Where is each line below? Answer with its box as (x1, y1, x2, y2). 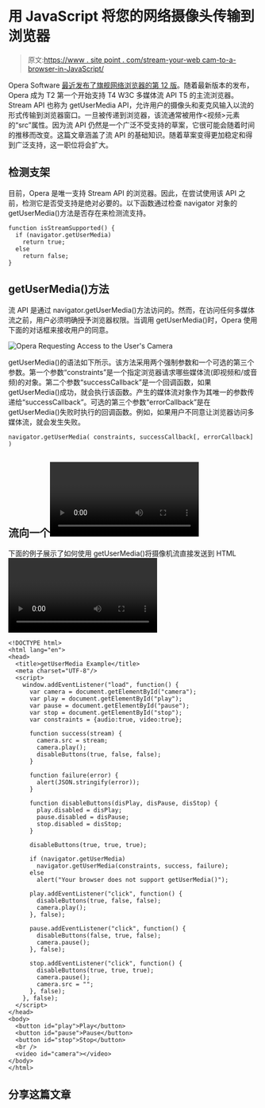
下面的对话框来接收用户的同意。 (8, 325, 113, 334)
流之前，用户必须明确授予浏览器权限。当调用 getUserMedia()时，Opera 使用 (8, 315, 258, 325)
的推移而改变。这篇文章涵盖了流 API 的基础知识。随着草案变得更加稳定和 (8, 130, 246, 139)
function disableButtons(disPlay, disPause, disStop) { (29, 799, 218, 808)
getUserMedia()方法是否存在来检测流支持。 (8, 208, 151, 217)
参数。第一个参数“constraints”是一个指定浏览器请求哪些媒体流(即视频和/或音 (8, 367, 258, 376)
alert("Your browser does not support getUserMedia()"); (36, 876, 229, 884)
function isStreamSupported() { (8, 224, 115, 232)
